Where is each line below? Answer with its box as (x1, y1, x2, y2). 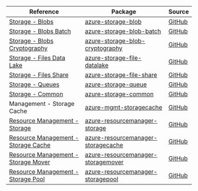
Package (111, 8, 137, 15)
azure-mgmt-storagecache (84, 103, 163, 111)
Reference (29, 8, 59, 15)
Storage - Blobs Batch (9, 27, 71, 35)
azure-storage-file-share (84, 71, 157, 79)
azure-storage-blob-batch (84, 27, 161, 35)
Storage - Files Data (9, 54, 66, 61)
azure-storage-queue (84, 80, 147, 88)
